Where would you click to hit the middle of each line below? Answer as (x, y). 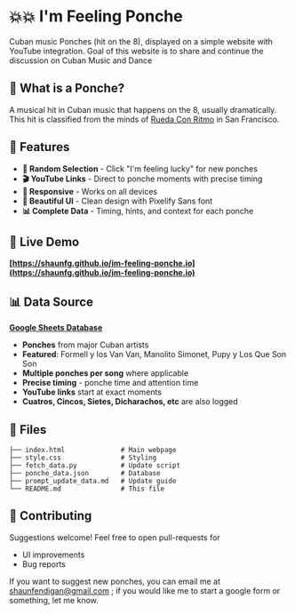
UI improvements (53, 554)
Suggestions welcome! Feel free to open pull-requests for (115, 537)
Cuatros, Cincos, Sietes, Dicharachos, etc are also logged (130, 402)
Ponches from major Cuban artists (85, 345)
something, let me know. (54, 600)
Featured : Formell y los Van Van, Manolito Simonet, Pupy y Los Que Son (154, 355)
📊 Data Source (51, 302)
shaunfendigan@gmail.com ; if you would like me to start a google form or (145, 590)
